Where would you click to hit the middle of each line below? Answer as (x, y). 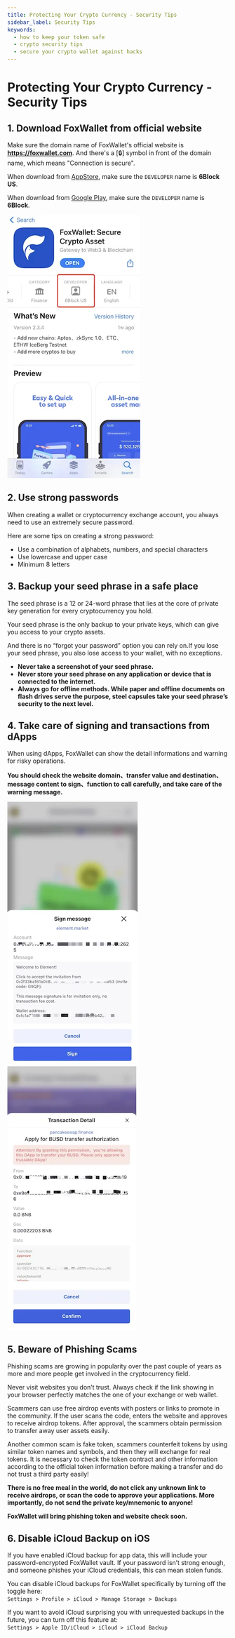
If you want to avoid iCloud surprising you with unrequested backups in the (116, 1612)
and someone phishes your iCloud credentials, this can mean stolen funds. (115, 1570)
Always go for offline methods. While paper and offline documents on (121, 688)
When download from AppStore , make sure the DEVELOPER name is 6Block (113, 177)
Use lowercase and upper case (62, 557)
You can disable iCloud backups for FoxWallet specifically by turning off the (117, 1584)
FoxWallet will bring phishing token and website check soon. (98, 1517)
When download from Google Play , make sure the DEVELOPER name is (106, 198)
